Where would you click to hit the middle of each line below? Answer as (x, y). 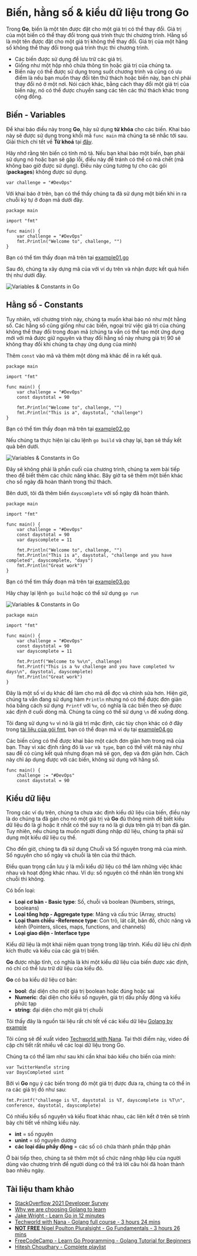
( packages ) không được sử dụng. (47, 172)
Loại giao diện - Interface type (52, 933)
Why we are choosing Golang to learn (60, 1210)
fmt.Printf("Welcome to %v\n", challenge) (69, 662)
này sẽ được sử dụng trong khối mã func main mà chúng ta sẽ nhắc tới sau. (97, 135)
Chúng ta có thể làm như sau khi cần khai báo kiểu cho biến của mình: (91, 1057)
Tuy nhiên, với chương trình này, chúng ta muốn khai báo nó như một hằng (96, 319)
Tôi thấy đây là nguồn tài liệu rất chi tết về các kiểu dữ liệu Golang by (89, 1021)
